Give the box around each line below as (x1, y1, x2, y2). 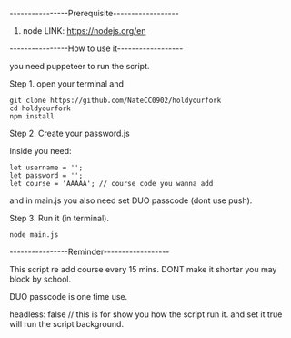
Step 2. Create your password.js (9, 128, 130, 138)
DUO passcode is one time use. (9, 292, 128, 302)
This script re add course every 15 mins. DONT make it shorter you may (9, 264, 277, 274)
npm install (9, 112, 55, 121)
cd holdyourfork (9, 104, 71, 113)
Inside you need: (9, 146, 72, 156)
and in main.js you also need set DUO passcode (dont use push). (9, 195, 253, 206)
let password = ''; (9, 171, 84, 180)
